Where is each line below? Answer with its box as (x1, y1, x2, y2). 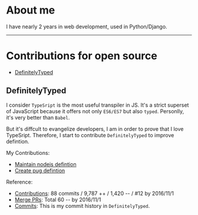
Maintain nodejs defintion (14, 160, 77, 168)
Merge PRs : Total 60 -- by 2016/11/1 (14, 196, 101, 203)
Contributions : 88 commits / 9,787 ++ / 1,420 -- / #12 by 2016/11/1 (14, 190, 174, 197)
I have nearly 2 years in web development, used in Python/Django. (6, 23, 167, 30)
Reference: (6, 178, 33, 186)
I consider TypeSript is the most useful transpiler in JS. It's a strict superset (6, 101, 189, 108)
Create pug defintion (14, 167, 65, 174)
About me (6, 4, 55, 17)
